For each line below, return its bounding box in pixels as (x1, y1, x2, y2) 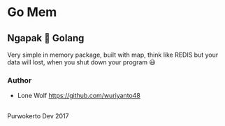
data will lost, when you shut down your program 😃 (7, 58, 156, 66)
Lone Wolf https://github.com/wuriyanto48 (17, 92, 141, 100)
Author (7, 75, 32, 85)
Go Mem (7, 4, 57, 20)
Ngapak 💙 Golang (7, 32, 85, 44)
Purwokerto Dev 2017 (7, 111, 69, 120)
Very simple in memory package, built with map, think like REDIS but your (7, 50, 219, 59)
